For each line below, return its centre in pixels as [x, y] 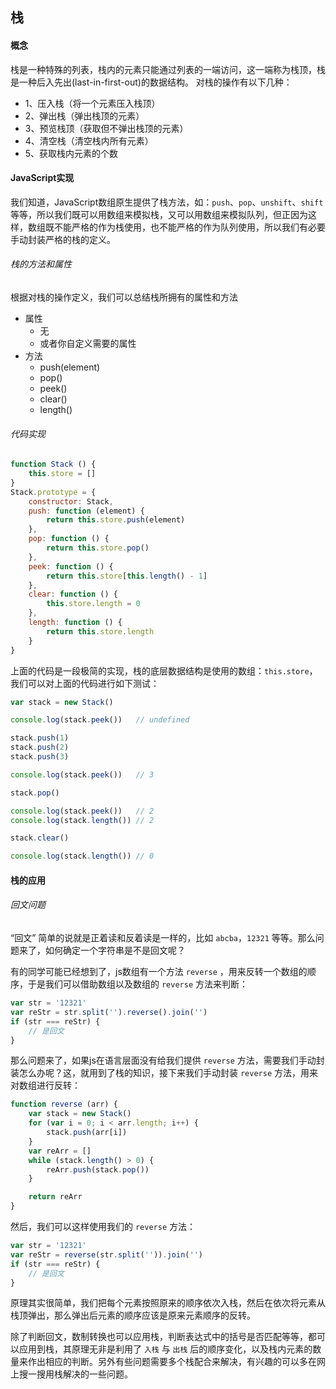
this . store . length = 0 [93, 604]
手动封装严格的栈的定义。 [63, 239]
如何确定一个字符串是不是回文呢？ [115, 950]
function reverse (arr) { [64, 1104]
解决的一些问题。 [97, 1374]
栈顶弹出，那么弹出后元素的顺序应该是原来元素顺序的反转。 [133, 1315]
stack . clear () [40, 838]
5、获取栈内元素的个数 [71, 153]
